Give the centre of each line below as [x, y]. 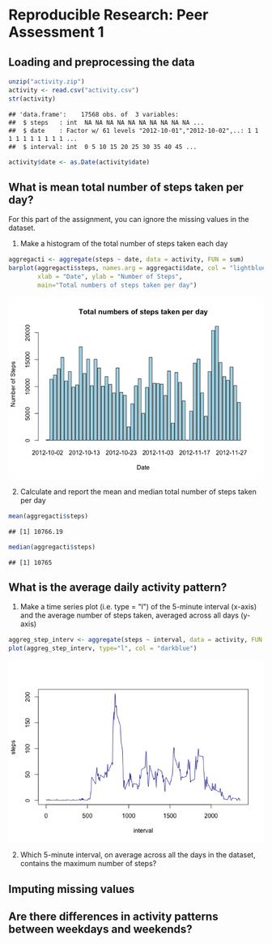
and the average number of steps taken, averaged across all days [129, 615]
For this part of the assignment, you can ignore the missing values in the [129, 220]
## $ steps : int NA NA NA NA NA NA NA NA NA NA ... [106, 122]
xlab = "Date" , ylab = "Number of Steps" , [110, 277]
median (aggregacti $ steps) [52, 547]
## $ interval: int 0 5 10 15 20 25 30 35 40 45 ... [103, 147]
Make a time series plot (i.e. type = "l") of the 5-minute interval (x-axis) [138, 607]
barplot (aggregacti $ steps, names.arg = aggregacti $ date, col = [117, 268]
